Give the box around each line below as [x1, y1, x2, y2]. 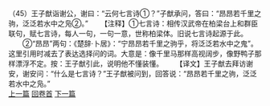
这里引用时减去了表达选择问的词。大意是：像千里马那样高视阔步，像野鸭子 [8, 49, 255, 58]
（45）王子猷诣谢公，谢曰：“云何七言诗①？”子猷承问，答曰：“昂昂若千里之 [8, 9, 262, 18]
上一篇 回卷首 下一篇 [8, 89, 76, 98]
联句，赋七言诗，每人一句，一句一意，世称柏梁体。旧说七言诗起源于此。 [8, 29, 247, 38]
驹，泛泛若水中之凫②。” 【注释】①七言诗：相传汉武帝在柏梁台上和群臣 [8, 18, 259, 28]
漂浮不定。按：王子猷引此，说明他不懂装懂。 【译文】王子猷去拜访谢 [14, 59, 253, 68]
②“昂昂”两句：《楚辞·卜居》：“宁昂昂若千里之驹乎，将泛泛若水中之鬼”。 [22, 39, 259, 48]
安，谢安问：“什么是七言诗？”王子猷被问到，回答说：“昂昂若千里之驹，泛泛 [8, 69, 257, 78]
